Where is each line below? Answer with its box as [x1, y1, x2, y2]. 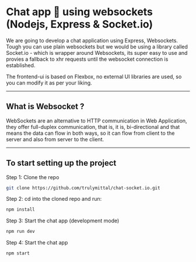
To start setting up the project [6, 158, 117, 168]
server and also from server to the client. [6, 135, 104, 142]
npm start [6, 250, 30, 256]
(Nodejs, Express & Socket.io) [6, 18, 153, 31]
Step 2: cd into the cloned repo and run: [6, 195, 102, 202]
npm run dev [6, 229, 35, 235]
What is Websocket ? [6, 102, 85, 111]
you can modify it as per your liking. [6, 79, 92, 86]
